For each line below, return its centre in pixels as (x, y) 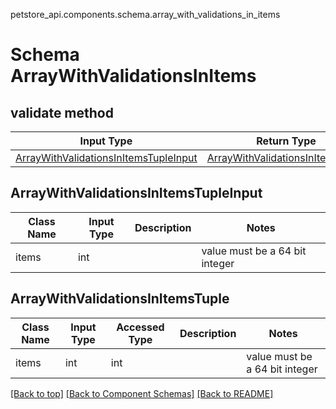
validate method (62, 112)
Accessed (140, 327)
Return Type (286, 141)
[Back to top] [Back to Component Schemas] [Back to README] (142, 393)
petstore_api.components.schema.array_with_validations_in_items (145, 14)
